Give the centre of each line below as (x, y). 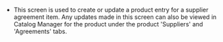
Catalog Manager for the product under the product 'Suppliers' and (108, 24)
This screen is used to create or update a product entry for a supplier (111, 10)
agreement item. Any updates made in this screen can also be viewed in (115, 17)
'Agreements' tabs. (40, 31)
